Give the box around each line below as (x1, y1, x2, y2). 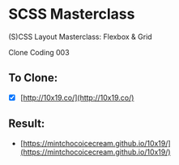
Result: (8, 117, 45, 131)
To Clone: (8, 71, 58, 85)
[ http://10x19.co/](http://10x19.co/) (19, 93, 134, 102)
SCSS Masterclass (8, 5, 135, 24)
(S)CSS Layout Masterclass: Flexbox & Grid (8, 32, 152, 41)
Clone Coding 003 (8, 47, 70, 57)
